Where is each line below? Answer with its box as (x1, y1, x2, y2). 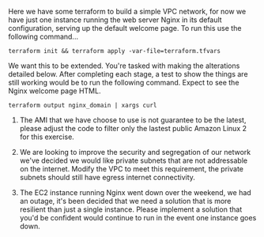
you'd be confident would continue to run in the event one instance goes (19, 213, 257, 222)
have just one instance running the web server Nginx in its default (8, 15, 223, 24)
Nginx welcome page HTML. (8, 86, 101, 96)
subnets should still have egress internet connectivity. (19, 173, 196, 182)
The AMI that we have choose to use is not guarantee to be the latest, (19, 115, 247, 125)
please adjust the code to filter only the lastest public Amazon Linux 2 (19, 124, 247, 133)
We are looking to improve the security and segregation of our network (19, 148, 251, 156)
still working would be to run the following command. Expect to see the (8, 78, 239, 87)
